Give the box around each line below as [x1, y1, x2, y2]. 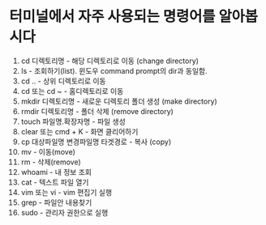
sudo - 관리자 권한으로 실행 [20, 207, 109, 217]
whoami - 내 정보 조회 [20, 167, 92, 176]
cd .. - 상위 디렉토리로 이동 [20, 76, 106, 86]
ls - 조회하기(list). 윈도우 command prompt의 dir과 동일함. [20, 66, 208, 75]
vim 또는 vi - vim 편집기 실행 [20, 187, 113, 197]
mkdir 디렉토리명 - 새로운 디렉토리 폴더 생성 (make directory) [20, 96, 217, 106]
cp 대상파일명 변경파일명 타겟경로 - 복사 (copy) [20, 137, 172, 146]
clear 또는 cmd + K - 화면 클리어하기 [20, 126, 139, 136]
